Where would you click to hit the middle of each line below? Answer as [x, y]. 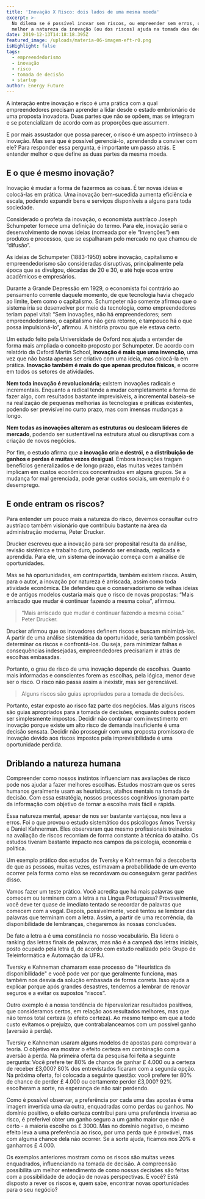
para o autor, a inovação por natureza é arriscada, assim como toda [92, 581]
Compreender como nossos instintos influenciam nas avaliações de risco [98, 778]
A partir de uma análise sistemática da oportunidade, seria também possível [102, 637]
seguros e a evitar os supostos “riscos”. [56, 993]
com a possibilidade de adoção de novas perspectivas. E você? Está [92, 1177]
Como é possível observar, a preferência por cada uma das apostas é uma [100, 1100]
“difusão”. [19, 245]
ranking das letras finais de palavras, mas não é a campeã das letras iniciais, [103, 942]
